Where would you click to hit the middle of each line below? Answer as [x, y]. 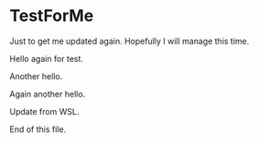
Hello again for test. [47, 58]
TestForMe [52, 16]
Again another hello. [48, 94]
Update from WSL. [44, 111]
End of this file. [38, 129]
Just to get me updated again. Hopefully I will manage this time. [129, 41]
